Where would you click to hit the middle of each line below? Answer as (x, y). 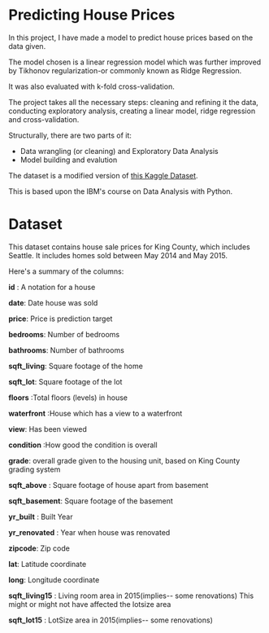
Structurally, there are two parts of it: (70, 135)
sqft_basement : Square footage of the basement (91, 501)
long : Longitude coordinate (54, 579)
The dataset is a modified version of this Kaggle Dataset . (103, 175)
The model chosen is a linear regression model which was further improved (135, 62)
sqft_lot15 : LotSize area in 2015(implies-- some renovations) (111, 620)
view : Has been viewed (48, 429)
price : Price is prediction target (61, 319)
